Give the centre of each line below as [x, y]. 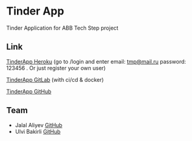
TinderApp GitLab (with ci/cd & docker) [55, 79]
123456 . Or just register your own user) [56, 68]
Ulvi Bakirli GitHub [38, 131]
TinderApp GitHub [29, 91]
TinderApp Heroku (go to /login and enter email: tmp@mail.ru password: [96, 61]
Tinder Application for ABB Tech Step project [62, 28]
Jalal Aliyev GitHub [38, 125]
